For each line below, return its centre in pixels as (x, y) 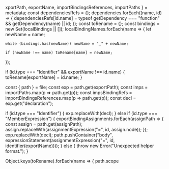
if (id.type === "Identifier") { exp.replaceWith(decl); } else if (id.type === (81, 113)
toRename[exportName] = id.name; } (44, 77)
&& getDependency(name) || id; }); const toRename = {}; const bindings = (82, 23)
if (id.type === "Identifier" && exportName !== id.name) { (65, 72)
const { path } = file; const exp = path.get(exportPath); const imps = (77, 87)
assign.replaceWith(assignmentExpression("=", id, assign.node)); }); (77, 130)
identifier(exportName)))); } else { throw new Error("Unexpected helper (80, 146)
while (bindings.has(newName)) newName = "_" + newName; (67, 44)
